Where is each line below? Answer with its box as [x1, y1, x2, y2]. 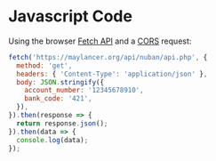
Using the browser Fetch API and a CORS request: [8, 36, 192, 46]
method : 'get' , [16, 60, 73, 70]
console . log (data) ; [16, 135, 89, 144]
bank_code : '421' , [24, 94, 92, 103]
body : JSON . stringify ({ [16, 77, 104, 86]
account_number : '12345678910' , [24, 86, 144, 95]
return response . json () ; [16, 118, 108, 128]
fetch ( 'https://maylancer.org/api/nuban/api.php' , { [8, 52, 208, 61]
